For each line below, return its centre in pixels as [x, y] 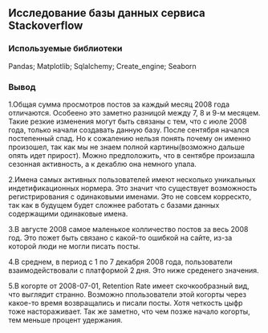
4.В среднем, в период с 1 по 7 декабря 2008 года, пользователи [120, 262]
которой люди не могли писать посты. [74, 246]
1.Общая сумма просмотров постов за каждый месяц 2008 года [119, 104]
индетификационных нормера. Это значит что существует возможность [133, 188]
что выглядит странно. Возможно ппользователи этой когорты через [128, 294]
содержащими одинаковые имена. [68, 213]
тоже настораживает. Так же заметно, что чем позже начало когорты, [129, 311]
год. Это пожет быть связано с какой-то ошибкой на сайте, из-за [120, 238]
